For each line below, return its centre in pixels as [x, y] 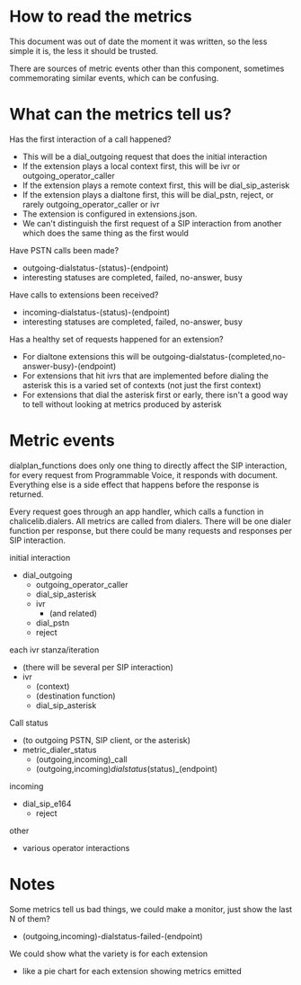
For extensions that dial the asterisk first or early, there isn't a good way [155, 395]
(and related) [73, 613]
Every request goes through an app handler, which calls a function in [137, 511]
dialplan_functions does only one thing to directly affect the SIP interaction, [148, 466]
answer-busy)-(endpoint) [69, 366]
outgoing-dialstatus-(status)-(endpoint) [95, 268]
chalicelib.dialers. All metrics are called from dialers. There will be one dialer [150, 521]
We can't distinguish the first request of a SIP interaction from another [152, 223]
